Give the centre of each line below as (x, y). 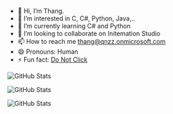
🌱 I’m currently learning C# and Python (74, 26)
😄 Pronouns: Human (48, 52)
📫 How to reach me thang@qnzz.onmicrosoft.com (91, 41)
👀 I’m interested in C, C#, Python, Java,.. (76, 18)
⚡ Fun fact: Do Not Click (53, 59)
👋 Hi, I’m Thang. (41, 11)
